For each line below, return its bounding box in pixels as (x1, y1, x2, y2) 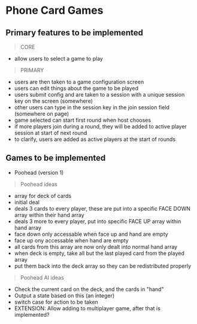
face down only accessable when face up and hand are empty (14, 230, 168, 238)
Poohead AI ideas (20, 274, 64, 281)
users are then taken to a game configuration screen (14, 79, 144, 85)
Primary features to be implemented (5, 28, 143, 38)
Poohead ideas (20, 181, 57, 188)
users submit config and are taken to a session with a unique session (14, 91, 185, 98)
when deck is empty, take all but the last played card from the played (14, 250, 185, 257)
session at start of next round (14, 130, 87, 136)
